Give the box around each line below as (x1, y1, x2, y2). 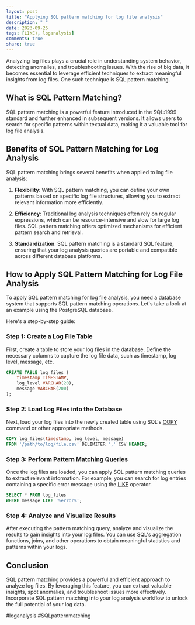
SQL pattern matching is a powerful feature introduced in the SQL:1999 (6, 108, 177, 115)
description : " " (6, 19, 48, 25)
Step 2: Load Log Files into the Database (6, 405, 123, 413)
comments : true (6, 36, 43, 42)
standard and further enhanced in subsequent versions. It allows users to (6, 115, 182, 122)
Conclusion (6, 560, 49, 571)
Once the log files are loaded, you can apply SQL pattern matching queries (6, 469, 186, 476)
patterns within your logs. (6, 544, 68, 551)
